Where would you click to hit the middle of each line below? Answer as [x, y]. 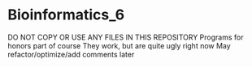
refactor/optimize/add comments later [71, 54]
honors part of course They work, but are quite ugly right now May [119, 45]
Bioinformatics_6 [66, 15]
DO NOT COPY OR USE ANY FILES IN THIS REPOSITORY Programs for [126, 37]
